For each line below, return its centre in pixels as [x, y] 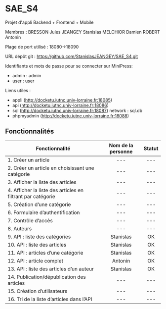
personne [121, 152]
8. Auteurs [20, 228]
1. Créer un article [29, 160]
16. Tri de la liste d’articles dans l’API [50, 299]
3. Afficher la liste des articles [42, 182]
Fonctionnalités [30, 131]
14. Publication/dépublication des [47, 277]
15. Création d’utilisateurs [38, 291]
